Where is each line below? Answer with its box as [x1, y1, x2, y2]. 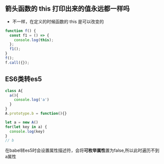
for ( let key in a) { [5, 124, 48, 129]
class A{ [5, 88, 23, 93]
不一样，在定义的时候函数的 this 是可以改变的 [12, 19, 104, 24]
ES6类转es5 [5, 75, 42, 83]
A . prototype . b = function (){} [5, 111, 67, 116]
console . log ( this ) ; [14, 37, 54, 43]
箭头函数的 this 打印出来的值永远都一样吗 [5, 4, 130, 13]
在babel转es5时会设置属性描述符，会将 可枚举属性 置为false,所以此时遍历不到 [5, 147, 160, 153]
